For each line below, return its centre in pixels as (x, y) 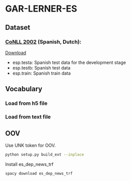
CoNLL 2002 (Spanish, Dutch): (43, 42)
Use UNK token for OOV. (31, 145)
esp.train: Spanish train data (42, 73)
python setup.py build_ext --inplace (45, 154)
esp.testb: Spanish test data (41, 68)
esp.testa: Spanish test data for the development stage (69, 62)
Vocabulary (24, 89)
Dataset (18, 27)
